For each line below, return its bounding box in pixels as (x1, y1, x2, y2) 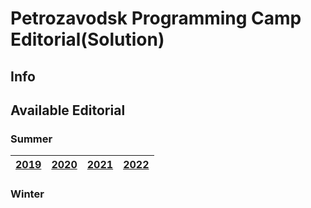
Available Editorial (10, 102, 126, 119)
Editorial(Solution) (10, 28, 165, 51)
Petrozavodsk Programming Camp (10, 7, 302, 30)
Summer (10, 132, 53, 146)
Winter (10, 187, 45, 201)
